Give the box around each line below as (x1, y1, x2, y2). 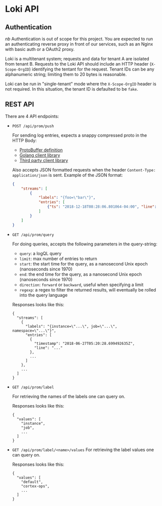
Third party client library (19, 157, 68, 163)
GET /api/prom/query (12, 232, 54, 237)
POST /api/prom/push (12, 123, 54, 128)
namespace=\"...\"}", (12, 328, 56, 333)
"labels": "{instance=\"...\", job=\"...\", (25, 324, 118, 329)
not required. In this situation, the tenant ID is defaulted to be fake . (5, 86, 138, 92)
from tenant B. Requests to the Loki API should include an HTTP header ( (5, 61, 152, 67)
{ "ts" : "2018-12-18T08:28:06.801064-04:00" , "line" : (47, 204, 157, 209)
